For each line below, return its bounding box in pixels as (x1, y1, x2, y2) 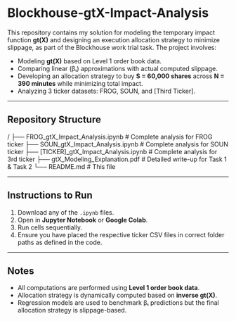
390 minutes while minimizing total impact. (17, 79, 143, 87)
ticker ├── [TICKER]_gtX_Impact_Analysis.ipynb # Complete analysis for (7, 147, 218, 156)
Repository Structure (7, 114, 102, 126)
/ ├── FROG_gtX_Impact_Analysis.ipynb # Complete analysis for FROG (7, 132, 213, 141)
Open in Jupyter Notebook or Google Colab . (17, 215, 148, 224)
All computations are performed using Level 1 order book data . (17, 284, 200, 292)
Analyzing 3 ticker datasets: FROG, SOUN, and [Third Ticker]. (17, 87, 195, 95)
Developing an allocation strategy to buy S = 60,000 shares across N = (17, 72, 225, 80)
